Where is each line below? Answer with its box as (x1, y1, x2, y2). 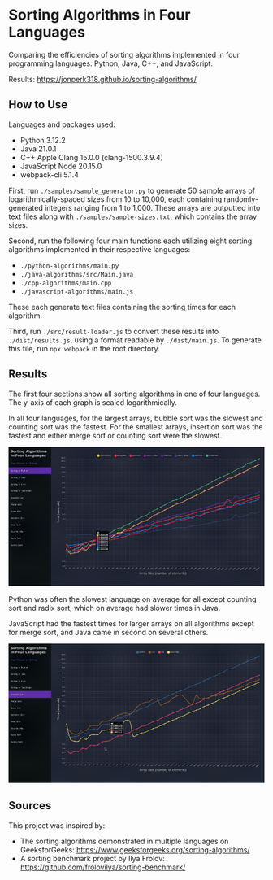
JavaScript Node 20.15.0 (19, 161, 102, 171)
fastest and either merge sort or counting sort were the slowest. (8, 430, 222, 440)
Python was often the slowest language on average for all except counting (8, 594, 258, 603)
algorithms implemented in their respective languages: (8, 244, 191, 254)
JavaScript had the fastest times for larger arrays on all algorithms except (8, 618, 254, 628)
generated (8, 203, 43, 212)
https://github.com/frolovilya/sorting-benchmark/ (19, 862, 186, 872)
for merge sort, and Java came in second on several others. (8, 627, 209, 637)
